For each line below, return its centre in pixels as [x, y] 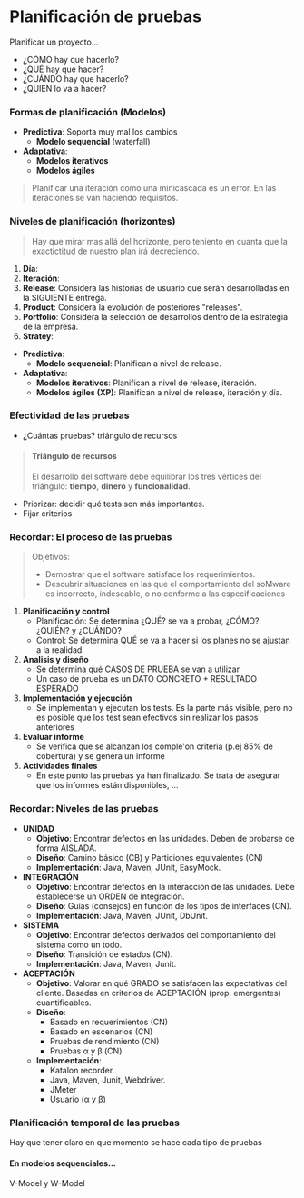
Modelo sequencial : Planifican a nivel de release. [128, 363]
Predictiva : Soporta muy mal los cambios [100, 132]
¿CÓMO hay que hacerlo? [71, 59]
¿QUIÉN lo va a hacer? [64, 88]
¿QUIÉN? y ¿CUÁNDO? [79, 631]
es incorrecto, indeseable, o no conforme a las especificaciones [165, 594]
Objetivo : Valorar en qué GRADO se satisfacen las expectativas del [162, 983]
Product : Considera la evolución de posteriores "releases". [132, 307]
